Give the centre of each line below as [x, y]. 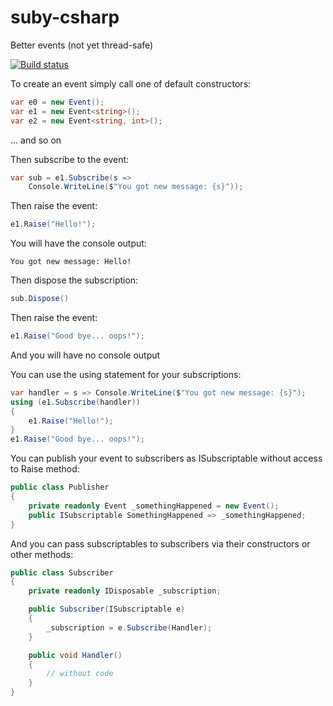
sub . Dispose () [40, 299]
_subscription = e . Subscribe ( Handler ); [129, 627]
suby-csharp [65, 17]
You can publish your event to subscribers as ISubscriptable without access [166, 458]
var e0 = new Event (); [57, 102]
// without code [80, 674]
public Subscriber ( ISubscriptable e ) [107, 609]
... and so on [36, 140]
